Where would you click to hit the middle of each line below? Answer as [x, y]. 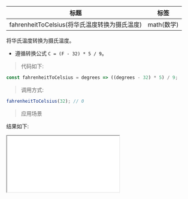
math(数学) [163, 25]
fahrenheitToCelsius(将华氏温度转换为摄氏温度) [76, 25]
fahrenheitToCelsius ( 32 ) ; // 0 [45, 101]
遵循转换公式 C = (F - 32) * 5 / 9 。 [61, 53]
